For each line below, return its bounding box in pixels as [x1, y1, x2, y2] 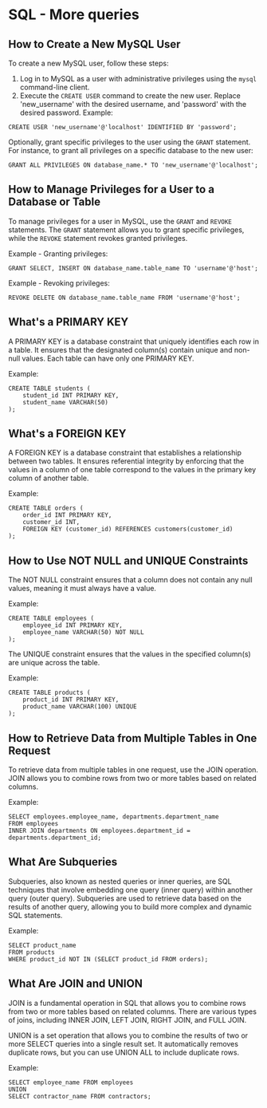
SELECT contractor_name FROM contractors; [8, 1092, 151, 1100]
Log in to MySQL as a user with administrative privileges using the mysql [19, 74, 257, 83]
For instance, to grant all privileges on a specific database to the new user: [8, 146, 253, 155]
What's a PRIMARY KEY [8, 315, 129, 329]
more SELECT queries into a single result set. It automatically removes [8, 1039, 239, 1048]
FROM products [8, 948, 56, 956]
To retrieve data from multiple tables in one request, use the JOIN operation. [8, 765, 259, 775]
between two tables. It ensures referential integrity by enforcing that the [8, 456, 245, 466]
